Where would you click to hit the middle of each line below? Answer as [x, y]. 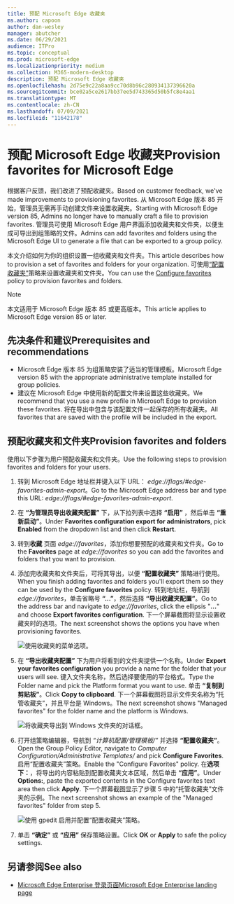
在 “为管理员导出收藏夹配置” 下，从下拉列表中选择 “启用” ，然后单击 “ [119, 513]
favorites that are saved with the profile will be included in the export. [117, 417]
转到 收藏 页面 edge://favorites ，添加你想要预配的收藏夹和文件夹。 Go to [120, 544]
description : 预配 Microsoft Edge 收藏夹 [66, 79]
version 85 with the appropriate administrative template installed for [115, 377]
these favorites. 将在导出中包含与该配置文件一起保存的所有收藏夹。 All [118, 409]
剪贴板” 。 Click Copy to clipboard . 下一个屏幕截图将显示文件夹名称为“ [118, 694]
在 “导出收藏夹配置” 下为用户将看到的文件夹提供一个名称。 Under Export [122, 661]
